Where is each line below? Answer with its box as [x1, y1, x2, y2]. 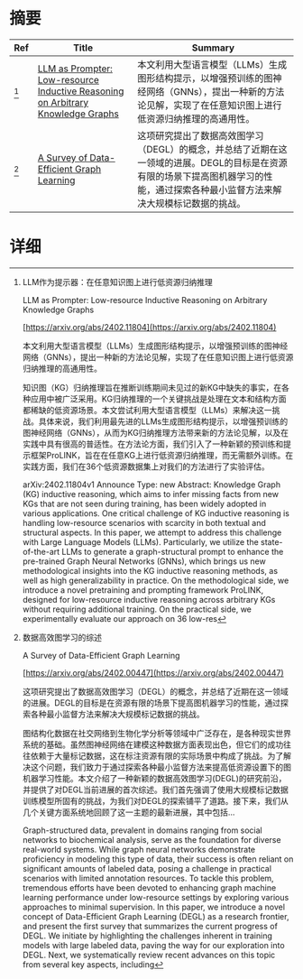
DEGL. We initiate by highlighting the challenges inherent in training [22, 930, 273, 941]
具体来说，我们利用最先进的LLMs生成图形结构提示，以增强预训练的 [38, 416, 289, 427]
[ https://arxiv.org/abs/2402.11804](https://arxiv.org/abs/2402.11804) [22, 321, 277, 332]
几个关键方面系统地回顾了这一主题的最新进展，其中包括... [22, 807, 235, 817]
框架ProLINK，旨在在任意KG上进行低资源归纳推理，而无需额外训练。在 [30, 449, 294, 460]
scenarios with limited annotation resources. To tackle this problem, [22, 873, 274, 883]
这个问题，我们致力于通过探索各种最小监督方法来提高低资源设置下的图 [30, 762, 291, 772]
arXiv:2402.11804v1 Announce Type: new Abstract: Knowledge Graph [22, 479, 281, 490]
